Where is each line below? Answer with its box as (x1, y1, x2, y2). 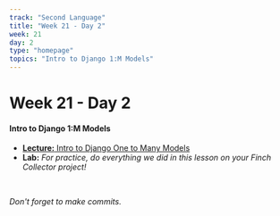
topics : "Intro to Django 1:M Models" (9, 54, 154, 63)
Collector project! (21, 162, 87, 172)
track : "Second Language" (9, 12, 106, 22)
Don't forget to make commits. (9, 196, 123, 207)
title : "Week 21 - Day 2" (9, 21, 106, 30)
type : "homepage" (9, 46, 74, 55)
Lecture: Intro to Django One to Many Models (21, 143, 191, 154)
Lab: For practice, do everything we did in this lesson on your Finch (21, 153, 271, 163)
